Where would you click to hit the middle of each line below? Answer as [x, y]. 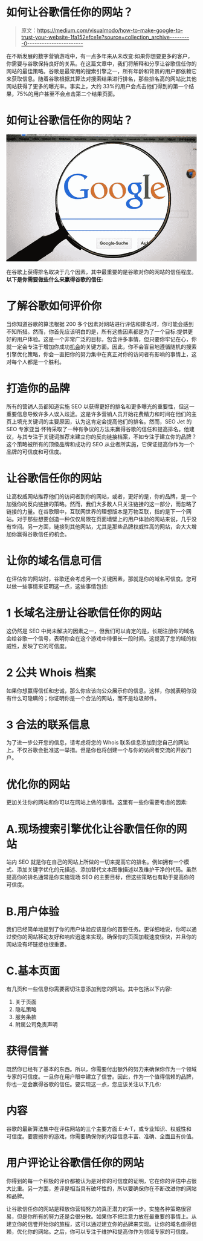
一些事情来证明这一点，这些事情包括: [63, 586]
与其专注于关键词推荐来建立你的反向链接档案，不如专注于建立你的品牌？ [107, 437]
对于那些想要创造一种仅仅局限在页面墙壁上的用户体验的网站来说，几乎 [104, 519]
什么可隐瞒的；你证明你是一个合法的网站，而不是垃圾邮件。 [85, 698]
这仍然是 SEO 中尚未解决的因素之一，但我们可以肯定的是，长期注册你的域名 [100, 631]
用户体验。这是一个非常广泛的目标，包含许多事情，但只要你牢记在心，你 [107, 339]
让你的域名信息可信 [54, 561]
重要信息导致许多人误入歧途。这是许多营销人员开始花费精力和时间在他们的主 [101, 414]
